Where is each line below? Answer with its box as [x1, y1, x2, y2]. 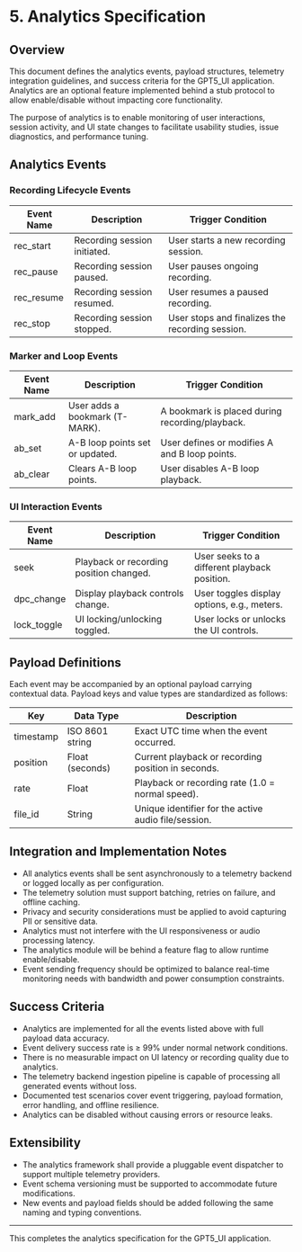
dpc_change [13, 593, 67, 605]
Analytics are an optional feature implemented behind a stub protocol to [9, 85, 276, 95]
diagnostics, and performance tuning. [9, 131, 149, 141]
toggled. [75, 624, 111, 637]
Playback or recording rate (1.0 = [134, 776, 276, 789]
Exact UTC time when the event [134, 725, 268, 738]
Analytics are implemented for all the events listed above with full [22, 1023, 264, 1033]
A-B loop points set [67, 436, 151, 449]
